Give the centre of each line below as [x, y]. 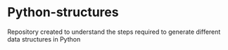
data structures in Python [44, 39]
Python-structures [63, 12]
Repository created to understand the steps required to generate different [114, 32]
